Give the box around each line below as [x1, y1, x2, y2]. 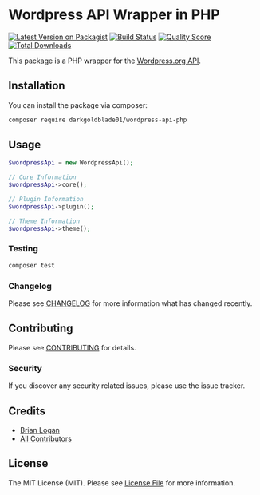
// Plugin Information [8, 196, 84, 204]
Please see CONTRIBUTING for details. [8, 343, 137, 352]
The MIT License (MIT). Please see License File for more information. [8, 477, 235, 488]
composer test [8, 261, 56, 269]
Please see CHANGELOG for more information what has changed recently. [8, 299, 253, 308]
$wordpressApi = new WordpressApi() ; [8, 159, 134, 167]
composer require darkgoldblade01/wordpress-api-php [8, 116, 187, 124]
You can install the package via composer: [8, 100, 148, 109]
